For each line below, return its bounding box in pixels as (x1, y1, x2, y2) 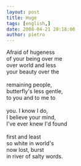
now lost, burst (6, 146, 44, 154)
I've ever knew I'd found (6, 120, 67, 127)
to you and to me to (6, 94, 56, 102)
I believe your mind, (6, 114, 56, 121)
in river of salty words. (6, 153, 63, 160)
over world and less (6, 62, 56, 69)
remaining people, (6, 81, 52, 89)
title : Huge (6, 15, 37, 21)
